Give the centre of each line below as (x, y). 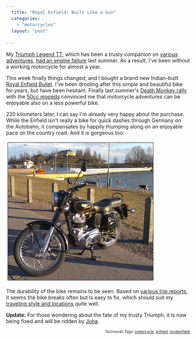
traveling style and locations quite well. (53, 304)
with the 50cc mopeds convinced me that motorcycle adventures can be (93, 97)
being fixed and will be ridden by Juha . (53, 321)
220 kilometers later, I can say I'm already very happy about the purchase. (95, 115)
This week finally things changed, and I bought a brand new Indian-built (92, 78)
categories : (26, 18)
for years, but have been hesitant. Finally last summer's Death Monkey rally (97, 91)
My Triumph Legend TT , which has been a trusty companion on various (92, 54)
